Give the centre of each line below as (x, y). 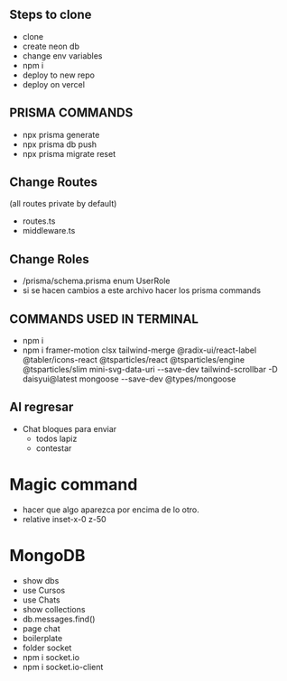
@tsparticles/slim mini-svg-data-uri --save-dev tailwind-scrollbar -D (150, 370)
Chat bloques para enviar (69, 428)
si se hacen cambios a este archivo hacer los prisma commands (142, 290)
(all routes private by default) (63, 204)
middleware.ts (49, 231)
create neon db (51, 46)
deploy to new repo (58, 75)
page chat (41, 628)
